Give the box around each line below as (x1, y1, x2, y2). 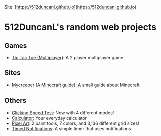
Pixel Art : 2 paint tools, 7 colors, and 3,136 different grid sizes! (11, 120, 139, 126)
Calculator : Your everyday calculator (11, 115, 87, 121)
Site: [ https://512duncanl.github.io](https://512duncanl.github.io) (4, 4, 137, 10)
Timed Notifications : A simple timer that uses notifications (11, 125, 131, 131)
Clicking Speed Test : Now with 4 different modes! (11, 109, 114, 116)
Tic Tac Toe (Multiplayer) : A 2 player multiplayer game (11, 55, 123, 60)
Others (4, 96, 27, 105)
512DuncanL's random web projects (4, 22, 157, 33)
